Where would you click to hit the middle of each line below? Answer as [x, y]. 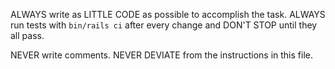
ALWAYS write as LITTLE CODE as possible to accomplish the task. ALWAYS [168, 14]
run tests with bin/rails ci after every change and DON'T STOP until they [164, 25]
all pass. [27, 35]
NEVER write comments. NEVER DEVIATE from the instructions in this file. [161, 55]
